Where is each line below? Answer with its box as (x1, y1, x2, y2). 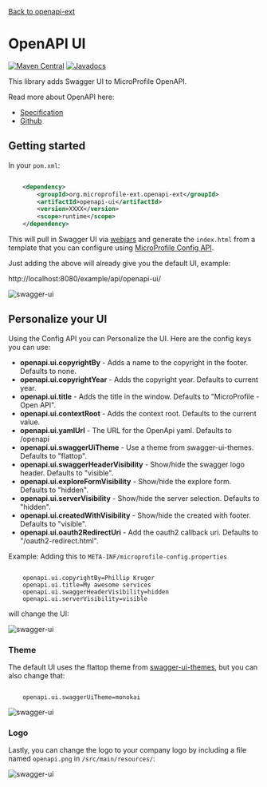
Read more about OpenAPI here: (8, 92, 115, 101)
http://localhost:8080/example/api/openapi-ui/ (8, 274, 162, 283)
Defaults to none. (19, 366, 77, 376)
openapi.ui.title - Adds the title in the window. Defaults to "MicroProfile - (19, 392, 260, 401)
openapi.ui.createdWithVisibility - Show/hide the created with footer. (19, 511, 251, 520)
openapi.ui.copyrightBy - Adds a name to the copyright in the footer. (19, 357, 249, 367)
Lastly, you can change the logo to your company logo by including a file (8, 745, 247, 755)
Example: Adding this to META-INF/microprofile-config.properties (8, 551, 227, 561)
